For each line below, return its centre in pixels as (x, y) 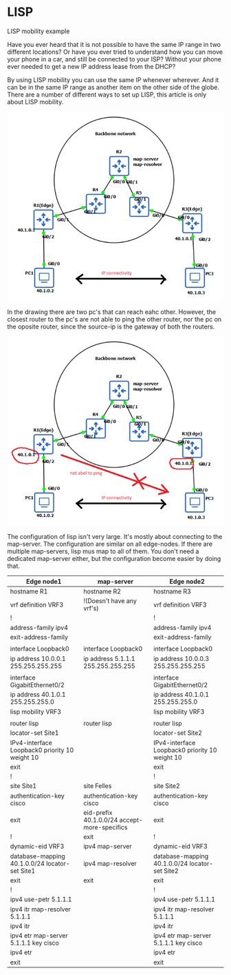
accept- (131, 820)
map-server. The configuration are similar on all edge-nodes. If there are (110, 544)
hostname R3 (172, 591)
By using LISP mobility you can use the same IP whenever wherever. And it (113, 79)
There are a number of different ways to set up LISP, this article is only (107, 95)
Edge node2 (187, 581)
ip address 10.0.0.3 (181, 658)
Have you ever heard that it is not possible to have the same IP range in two (114, 44)
